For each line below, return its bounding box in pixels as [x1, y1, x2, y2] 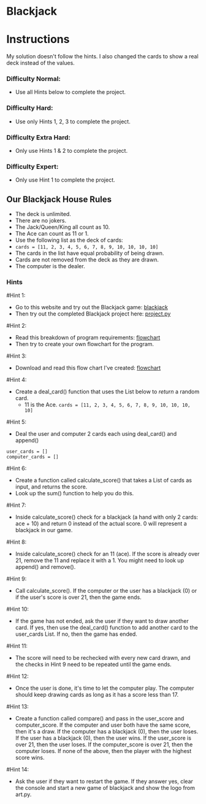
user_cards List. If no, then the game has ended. [15, 630, 138, 638]
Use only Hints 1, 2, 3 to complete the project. [15, 118, 131, 125]
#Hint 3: [6, 352, 27, 360]
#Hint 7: [6, 501, 26, 509]
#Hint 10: [6, 606, 29, 613]
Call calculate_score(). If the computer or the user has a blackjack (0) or [15, 587, 197, 595]
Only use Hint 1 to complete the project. [15, 176, 115, 184]
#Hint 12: [6, 673, 29, 680]
